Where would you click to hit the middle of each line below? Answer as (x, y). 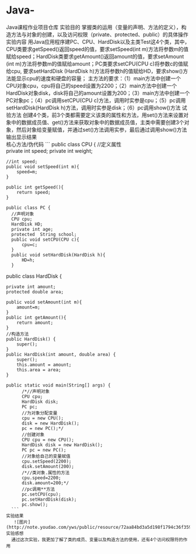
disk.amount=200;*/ (45, 483)
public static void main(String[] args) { (58, 385)
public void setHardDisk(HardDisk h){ (59, 255)
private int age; (32, 229)
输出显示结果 (21, 137)
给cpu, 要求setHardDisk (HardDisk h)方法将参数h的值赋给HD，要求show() (94, 71)
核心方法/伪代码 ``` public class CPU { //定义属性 (64, 144)
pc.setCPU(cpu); (41, 494)
